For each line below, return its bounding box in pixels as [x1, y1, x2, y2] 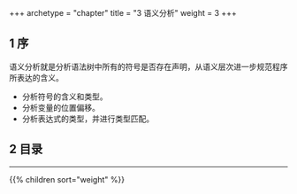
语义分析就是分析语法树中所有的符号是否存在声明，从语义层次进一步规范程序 [9, 61, 288, 72]
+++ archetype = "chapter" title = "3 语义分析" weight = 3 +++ [9, 8, 237, 18]
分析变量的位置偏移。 [21, 102, 100, 113]
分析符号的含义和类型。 [21, 91, 108, 102]
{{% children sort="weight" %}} [9, 174, 126, 184]
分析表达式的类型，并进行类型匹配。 [21, 113, 155, 124]
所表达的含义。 [9, 72, 64, 82]
